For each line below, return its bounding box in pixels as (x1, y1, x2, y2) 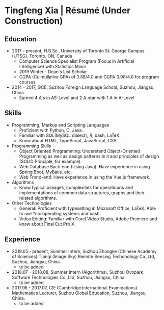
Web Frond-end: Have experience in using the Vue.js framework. (19, 174, 151, 180)
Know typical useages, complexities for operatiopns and (19, 184, 133, 190)
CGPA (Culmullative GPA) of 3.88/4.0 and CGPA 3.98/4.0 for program (19, 74, 159, 79)
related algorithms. (19, 195, 57, 201)
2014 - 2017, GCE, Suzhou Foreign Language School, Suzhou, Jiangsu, (11, 84, 155, 90)
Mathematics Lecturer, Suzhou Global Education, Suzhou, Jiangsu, (11, 290, 147, 296)
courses (19, 79, 36, 85)
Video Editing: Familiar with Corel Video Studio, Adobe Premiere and (19, 216, 158, 222)
